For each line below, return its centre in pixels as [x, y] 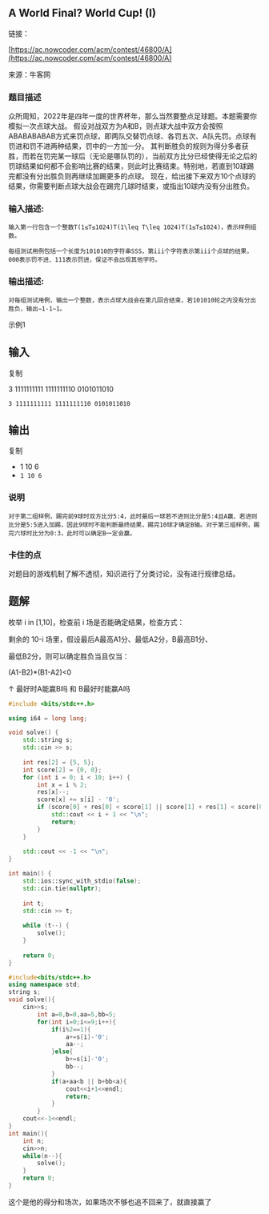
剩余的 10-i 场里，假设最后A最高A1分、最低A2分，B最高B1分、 [110, 639]
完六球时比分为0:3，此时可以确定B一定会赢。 [72, 533]
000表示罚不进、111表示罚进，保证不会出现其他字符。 [85, 260]
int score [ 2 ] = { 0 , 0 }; [62, 770]
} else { [62, 1052]
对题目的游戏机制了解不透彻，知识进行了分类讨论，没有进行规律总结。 [124, 573]
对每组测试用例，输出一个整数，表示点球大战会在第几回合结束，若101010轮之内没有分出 [132, 300]
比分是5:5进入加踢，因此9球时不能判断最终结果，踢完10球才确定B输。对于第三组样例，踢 [134, 525]
